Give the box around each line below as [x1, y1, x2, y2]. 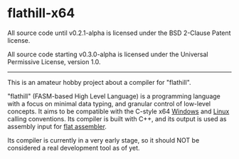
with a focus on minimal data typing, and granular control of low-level [7, 99, 211, 108]
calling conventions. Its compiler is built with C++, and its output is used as [7, 114, 227, 123]
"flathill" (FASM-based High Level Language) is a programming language [7, 91, 221, 101]
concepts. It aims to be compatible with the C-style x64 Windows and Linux [7, 107, 230, 116]
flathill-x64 [7, 5, 75, 21]
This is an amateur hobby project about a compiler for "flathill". [7, 78, 191, 86]
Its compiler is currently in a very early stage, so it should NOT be [7, 135, 200, 144]
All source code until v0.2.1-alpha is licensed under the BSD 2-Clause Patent [7, 29, 231, 37]
